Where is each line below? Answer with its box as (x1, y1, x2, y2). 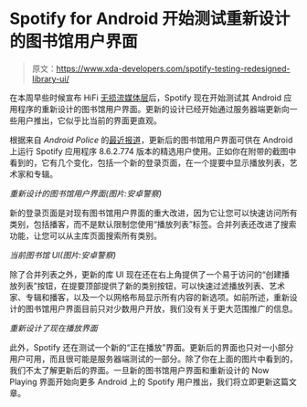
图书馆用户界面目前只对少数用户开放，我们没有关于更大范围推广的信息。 (25, 303, 298, 314)
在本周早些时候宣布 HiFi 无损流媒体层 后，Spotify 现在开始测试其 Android (9, 92, 282, 103)
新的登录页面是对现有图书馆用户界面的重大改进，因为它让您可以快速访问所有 (9, 207, 298, 218)
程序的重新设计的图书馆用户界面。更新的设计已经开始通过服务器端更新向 (16, 103, 290, 114)
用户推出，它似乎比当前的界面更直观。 (16, 115, 162, 126)
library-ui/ (31, 73, 70, 84)
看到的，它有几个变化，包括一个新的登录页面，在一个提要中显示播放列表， (9, 157, 290, 168)
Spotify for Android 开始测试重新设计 (9, 8, 291, 29)
